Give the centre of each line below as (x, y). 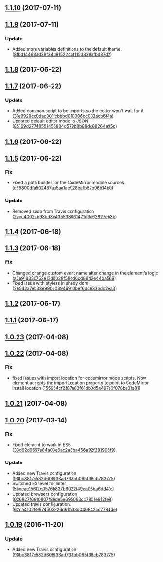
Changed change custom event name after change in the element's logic (85, 273)
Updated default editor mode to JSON (50, 121)
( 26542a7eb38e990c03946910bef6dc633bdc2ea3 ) (64, 288)
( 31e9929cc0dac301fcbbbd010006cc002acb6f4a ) (63, 116)
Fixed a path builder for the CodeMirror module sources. (69, 183)
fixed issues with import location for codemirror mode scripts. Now (79, 378)
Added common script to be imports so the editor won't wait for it (78, 111)
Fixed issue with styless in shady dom (50, 283)
